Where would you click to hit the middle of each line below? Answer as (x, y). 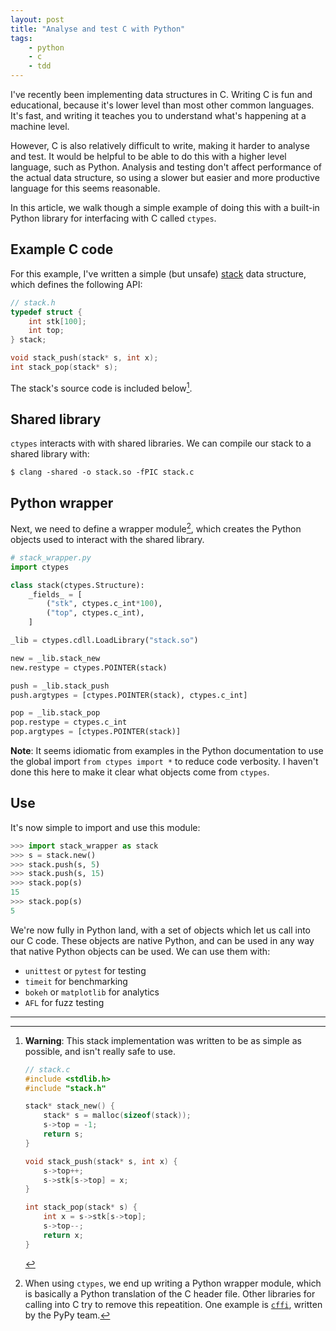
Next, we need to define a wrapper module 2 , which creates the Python (156, 528)
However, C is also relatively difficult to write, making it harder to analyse (160, 145)
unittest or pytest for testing (85, 970)
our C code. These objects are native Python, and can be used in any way (162, 940)
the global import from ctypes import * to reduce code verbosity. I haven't (164, 761)
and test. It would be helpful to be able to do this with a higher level (148, 156)
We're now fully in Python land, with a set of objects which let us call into (160, 930)
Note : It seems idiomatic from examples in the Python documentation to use (167, 750)
